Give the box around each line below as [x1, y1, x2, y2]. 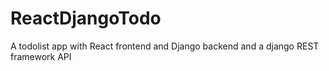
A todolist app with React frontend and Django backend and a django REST [10, 40, 320, 52]
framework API [10, 50, 72, 62]
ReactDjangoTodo [10, 7, 162, 30]
